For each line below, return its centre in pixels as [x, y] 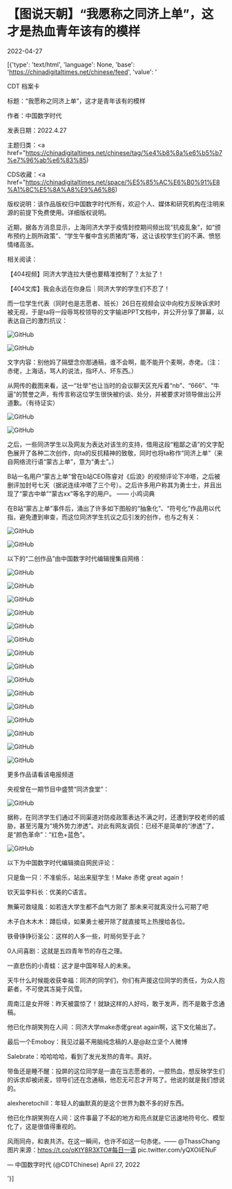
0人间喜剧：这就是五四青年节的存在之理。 [67, 951]
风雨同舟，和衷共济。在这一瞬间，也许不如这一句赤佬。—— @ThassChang [114, 1141]
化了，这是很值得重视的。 [43, 1126]
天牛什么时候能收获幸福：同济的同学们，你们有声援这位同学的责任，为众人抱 [116, 980]
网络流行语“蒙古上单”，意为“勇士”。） [65, 462]
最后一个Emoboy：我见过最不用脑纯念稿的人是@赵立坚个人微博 [97, 1042]
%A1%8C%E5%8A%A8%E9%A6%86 [61, 189]
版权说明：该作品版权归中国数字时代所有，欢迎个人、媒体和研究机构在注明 [113, 203]
